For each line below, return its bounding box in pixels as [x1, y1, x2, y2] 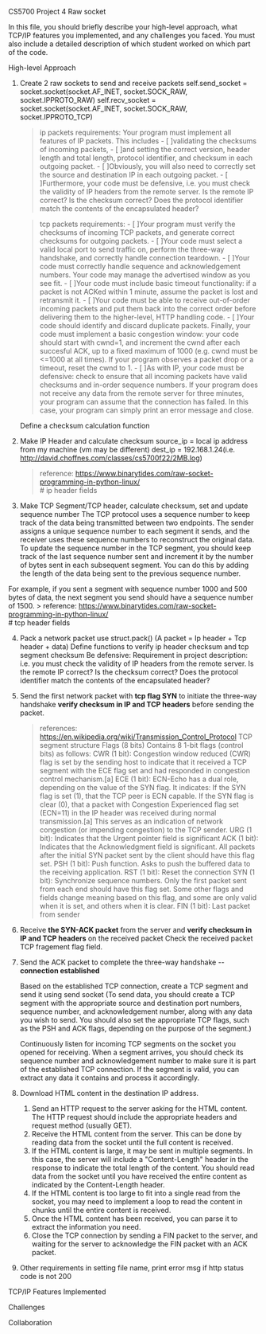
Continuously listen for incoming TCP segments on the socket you [19, 1039, 237, 1048]
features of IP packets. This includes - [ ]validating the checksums [39, 136, 256, 146]
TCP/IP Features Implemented [8, 1287, 106, 1297]
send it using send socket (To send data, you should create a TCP [19, 990, 236, 999]
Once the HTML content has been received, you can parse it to [31, 1214, 238, 1223]
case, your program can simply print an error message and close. [39, 405, 254, 415]
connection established [19, 966, 100, 975]
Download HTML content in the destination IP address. [19, 1089, 199, 1097]
